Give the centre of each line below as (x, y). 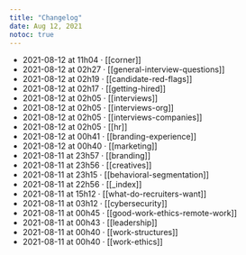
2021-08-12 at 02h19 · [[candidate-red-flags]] (107, 79)
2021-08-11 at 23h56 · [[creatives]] (87, 165)
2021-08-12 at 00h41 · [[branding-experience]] (109, 137)
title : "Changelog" (46, 18)
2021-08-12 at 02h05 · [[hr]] (75, 127)
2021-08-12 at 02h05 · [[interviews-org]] (98, 108)
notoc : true (32, 34)
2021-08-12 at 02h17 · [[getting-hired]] (94, 89)
